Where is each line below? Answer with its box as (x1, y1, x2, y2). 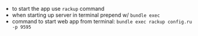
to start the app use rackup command (11, 5, 105, 12)
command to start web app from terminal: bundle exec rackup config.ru (11, 18, 193, 25)
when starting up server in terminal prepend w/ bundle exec (11, 11, 161, 19)
